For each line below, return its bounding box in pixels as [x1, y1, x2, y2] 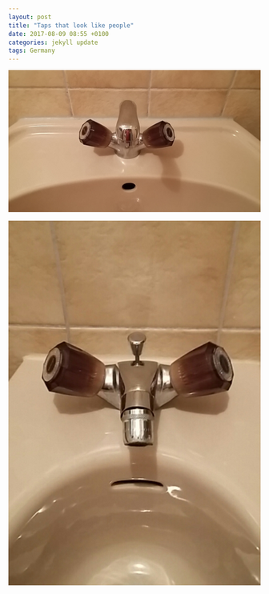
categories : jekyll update [8, 38, 98, 46]
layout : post [8, 13, 52, 21]
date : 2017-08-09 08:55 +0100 [8, 30, 110, 38]
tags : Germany [8, 46, 56, 55]
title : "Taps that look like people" [8, 21, 134, 30]
